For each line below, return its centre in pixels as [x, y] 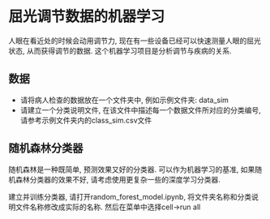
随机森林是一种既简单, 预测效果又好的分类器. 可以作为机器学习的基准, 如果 [132, 169]
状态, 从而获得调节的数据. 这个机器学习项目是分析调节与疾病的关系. [120, 50]
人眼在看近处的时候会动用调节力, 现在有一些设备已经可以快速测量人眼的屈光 [135, 41]
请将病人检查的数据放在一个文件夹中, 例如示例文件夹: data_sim [124, 100]
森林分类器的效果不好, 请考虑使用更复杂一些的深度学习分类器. [118, 179]
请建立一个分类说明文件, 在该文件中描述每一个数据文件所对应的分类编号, [140, 109]
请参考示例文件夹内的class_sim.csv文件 [86, 120]
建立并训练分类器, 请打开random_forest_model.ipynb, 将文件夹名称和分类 [130, 196]
